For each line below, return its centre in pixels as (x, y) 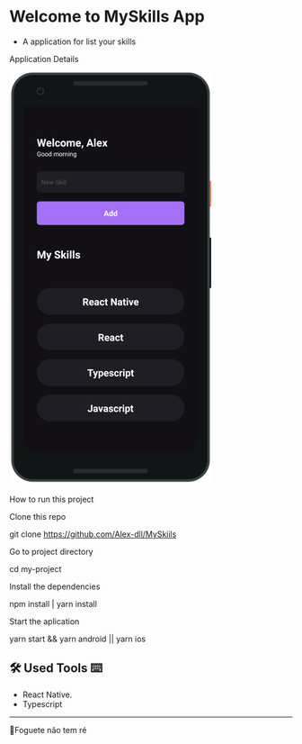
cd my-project (36, 568)
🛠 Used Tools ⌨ (56, 668)
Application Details (44, 59)
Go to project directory (51, 551)
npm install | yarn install (53, 603)
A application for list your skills (79, 41)
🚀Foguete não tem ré (48, 730)
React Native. (47, 694)
